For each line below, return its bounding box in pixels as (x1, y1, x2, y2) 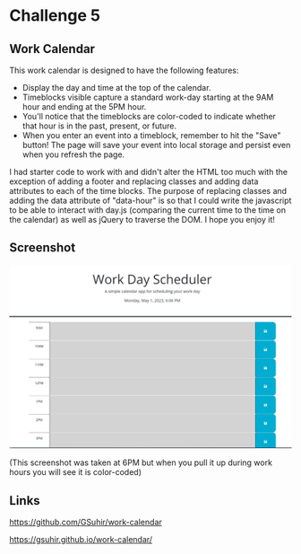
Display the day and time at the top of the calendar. (21, 83, 211, 92)
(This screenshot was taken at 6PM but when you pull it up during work (9, 457, 273, 468)
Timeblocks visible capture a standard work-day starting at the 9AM (21, 92, 274, 102)
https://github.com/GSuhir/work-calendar (9, 516, 163, 527)
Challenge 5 (9, 5, 101, 26)
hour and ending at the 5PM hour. (21, 101, 147, 112)
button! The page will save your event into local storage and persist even (21, 140, 291, 150)
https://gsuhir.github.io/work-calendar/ (9, 533, 153, 544)
